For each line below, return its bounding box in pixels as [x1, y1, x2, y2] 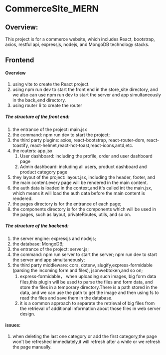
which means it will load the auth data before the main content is [12, 190, 146, 196]
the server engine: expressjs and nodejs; [12, 235, 96, 241]
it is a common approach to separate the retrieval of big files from [19, 300, 155, 306]
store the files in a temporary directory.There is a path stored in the [19, 284, 158, 290]
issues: [5, 322, 21, 328]
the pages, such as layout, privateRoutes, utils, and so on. [12, 211, 131, 217]
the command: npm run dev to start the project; [12, 131, 110, 137]
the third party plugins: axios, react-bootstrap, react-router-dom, [12, 137, 146, 143]
